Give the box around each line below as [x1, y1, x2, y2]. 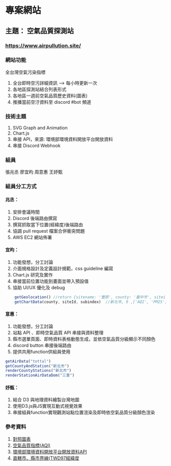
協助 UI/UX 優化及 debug [12, 284, 65, 290]
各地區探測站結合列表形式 [12, 86, 67, 92]
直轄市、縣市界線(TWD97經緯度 [12, 455, 80, 461]
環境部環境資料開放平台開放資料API [12, 448, 88, 455]
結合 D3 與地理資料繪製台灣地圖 [12, 397, 80, 403]
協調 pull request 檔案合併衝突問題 [12, 228, 85, 234]
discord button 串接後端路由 [12, 342, 72, 348]
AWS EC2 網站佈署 [12, 234, 52, 240]
